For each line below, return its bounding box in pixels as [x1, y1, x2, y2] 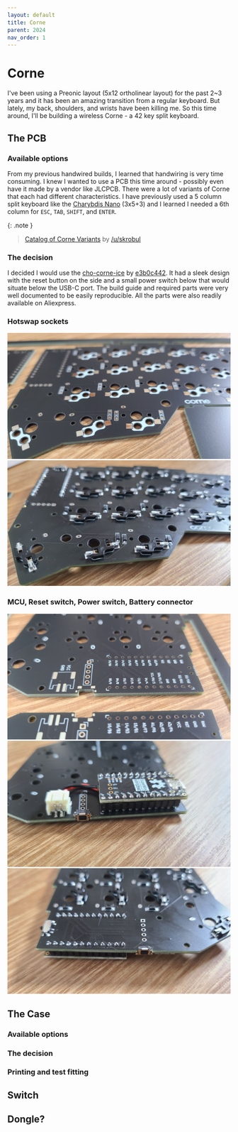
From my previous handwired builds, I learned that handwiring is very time [7, 169, 224, 178]
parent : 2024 [7, 26, 46, 33]
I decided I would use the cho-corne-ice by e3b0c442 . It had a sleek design [7, 268, 230, 277]
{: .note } [7, 221, 33, 229]
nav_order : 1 [7, 34, 46, 41]
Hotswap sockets [7, 317, 69, 327]
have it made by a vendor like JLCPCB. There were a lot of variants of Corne [7, 185, 230, 193]
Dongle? [7, 1114, 45, 1126]
